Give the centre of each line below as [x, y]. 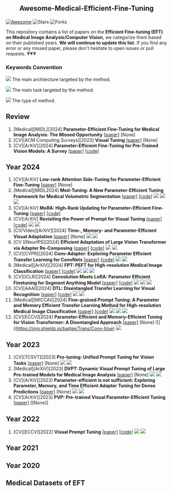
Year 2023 [23, 345]
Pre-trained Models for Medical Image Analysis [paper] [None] [81, 375]
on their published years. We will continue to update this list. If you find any [87, 43]
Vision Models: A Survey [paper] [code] [56, 151]
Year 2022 [23, 419]
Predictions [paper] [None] [42, 392]
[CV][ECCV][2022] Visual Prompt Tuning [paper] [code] [73, 432]
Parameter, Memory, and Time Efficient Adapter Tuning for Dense [84, 386]
